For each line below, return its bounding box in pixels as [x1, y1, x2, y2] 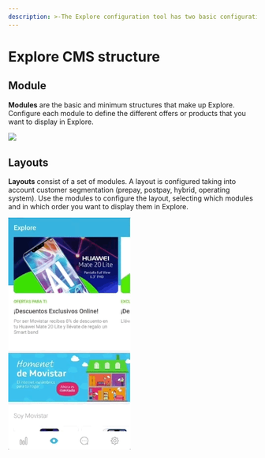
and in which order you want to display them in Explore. [8, 202, 189, 212]
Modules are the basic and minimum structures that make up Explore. [8, 99, 235, 110]
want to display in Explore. [8, 117, 94, 126]
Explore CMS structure [8, 47, 160, 66]
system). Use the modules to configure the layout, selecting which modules [8, 193, 254, 203]
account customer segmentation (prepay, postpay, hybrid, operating [8, 186, 230, 195]
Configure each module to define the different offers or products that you [8, 108, 247, 118]
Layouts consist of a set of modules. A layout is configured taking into [8, 177, 237, 186]
